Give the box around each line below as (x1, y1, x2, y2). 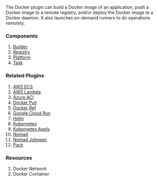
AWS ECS (12, 83, 33, 89)
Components (5, 32, 38, 39)
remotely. (5, 20, 25, 26)
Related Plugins (5, 72, 44, 79)
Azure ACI (12, 94, 34, 100)
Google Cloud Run (12, 110, 51, 116)
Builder (12, 44, 28, 50)
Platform (12, 54, 31, 60)
